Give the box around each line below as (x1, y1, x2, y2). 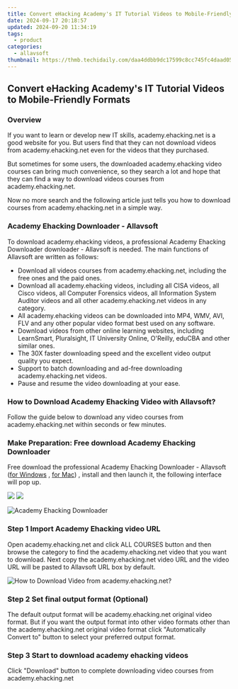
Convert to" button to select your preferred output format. (7, 632, 176, 641)
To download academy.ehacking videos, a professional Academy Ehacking (7, 237, 226, 246)
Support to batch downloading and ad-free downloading (17, 364, 183, 372)
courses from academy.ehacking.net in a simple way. (7, 203, 163, 212)
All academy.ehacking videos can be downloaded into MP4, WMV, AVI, (17, 311, 225, 319)
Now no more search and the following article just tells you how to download (7, 196, 231, 205)
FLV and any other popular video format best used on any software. (17, 319, 215, 327)
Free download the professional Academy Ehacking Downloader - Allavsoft (7, 463, 227, 472)
